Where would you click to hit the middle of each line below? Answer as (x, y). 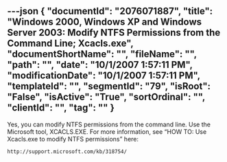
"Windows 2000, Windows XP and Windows (105, 22)
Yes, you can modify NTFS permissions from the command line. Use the (109, 124)
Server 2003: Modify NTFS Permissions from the (114, 33)
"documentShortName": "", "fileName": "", (102, 54)
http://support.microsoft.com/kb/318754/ (67, 151)
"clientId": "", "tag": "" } (61, 108)
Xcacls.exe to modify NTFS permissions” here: (73, 139)
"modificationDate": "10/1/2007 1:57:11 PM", (104, 76)
